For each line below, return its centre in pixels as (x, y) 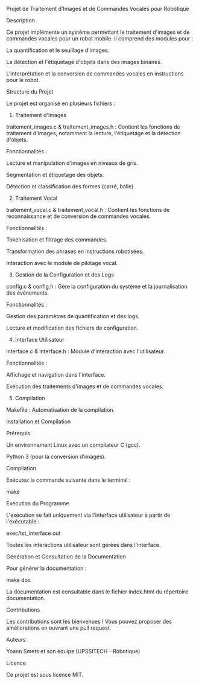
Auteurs (16, 640)
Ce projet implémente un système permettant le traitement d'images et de (98, 32)
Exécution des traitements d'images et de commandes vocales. (85, 386)
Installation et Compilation (39, 421)
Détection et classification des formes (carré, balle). (71, 186)
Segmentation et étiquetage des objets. (55, 175)
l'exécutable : (23, 521)
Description (21, 20)
